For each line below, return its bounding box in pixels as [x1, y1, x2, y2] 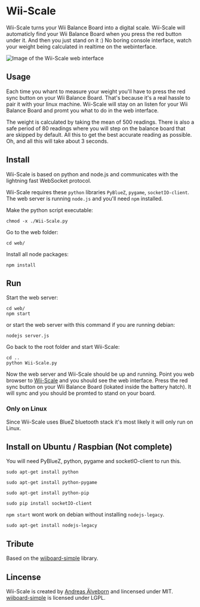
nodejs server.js [6, 333, 50, 339]
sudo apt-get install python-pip [6, 490, 90, 496]
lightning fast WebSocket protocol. [6, 177, 91, 184]
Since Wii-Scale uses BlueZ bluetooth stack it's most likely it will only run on [6, 418, 193, 425]
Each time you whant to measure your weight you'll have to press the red [6, 88, 186, 95]
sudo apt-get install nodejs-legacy [6, 523, 97, 529]
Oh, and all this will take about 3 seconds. [6, 137, 109, 145]
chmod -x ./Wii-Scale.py [6, 218, 68, 224]
